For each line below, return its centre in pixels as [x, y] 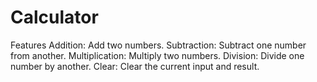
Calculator [54, 17]
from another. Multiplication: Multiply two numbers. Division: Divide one [157, 55]
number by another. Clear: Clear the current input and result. [135, 66]
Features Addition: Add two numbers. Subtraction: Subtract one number [158, 45]
